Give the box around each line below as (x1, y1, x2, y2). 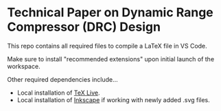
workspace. (7, 62, 40, 70)
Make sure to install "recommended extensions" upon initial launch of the (7, 54, 215, 63)
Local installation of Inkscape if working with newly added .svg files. (16, 95, 211, 104)
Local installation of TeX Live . (16, 89, 101, 97)
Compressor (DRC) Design (7, 19, 161, 35)
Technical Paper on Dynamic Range (7, 5, 214, 20)
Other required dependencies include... (7, 75, 118, 83)
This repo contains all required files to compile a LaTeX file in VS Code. (7, 42, 207, 50)
